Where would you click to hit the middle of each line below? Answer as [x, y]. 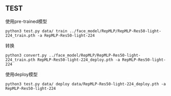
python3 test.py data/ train [36, 31]
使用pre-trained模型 [26, 21]
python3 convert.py [26, 55]
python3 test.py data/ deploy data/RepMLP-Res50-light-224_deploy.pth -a [86, 84]
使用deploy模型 [22, 74]
